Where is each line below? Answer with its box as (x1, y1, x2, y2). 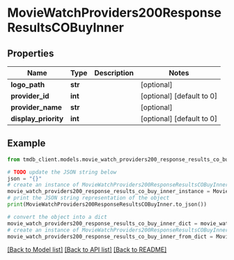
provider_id (10, 91, 50, 100)
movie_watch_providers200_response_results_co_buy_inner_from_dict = (7, 233, 214, 240)
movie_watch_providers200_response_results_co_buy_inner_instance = (7, 188, 210, 195)
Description (93, 68, 134, 77)
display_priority (10, 114, 64, 123)
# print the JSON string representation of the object (7, 194, 170, 201)
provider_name (10, 102, 63, 112)
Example (7, 137, 46, 149)
